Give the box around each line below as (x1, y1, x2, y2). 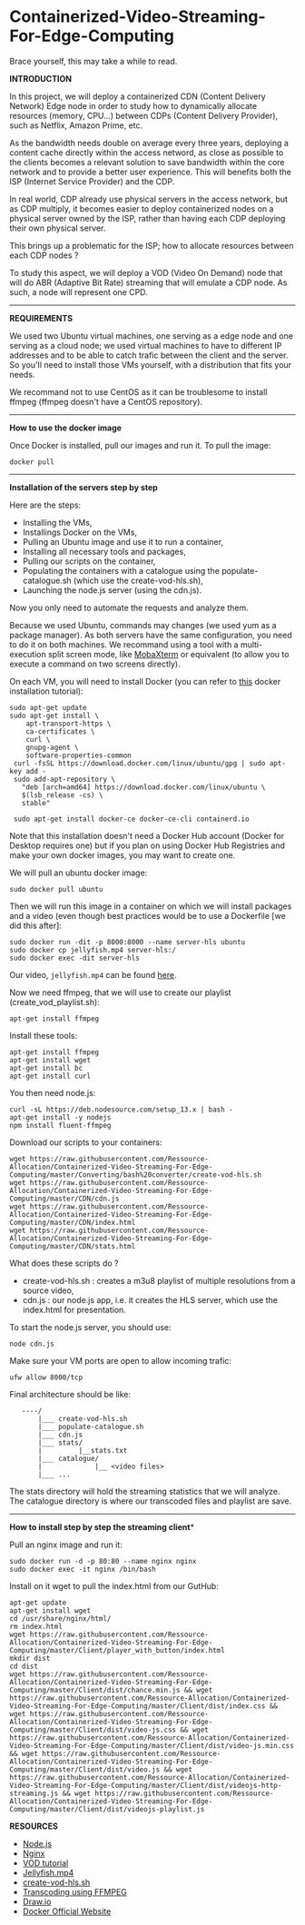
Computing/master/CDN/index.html (9, 1218, 136, 1227)
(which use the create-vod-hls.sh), (73, 575, 204, 586)
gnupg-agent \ (25, 743, 79, 752)
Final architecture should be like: (9, 1388, 132, 1399)
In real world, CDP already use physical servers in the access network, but (9, 193, 289, 204)
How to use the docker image (9, 422, 123, 433)
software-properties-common (25, 751, 132, 760)
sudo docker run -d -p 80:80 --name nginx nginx (9, 1556, 197, 1565)
